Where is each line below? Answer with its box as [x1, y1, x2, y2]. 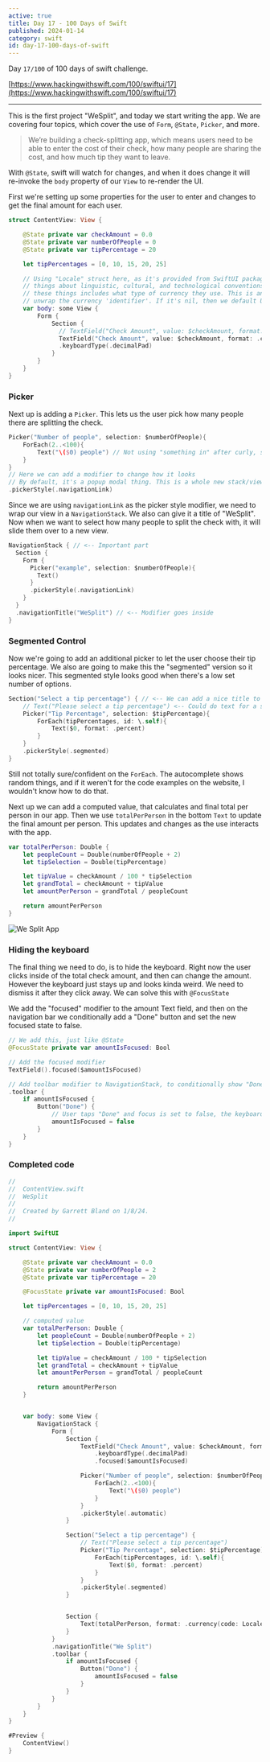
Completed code [8, 1159, 75, 1171]
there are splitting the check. [8, 418, 104, 427]
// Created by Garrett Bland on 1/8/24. [8, 1208, 149, 1216]
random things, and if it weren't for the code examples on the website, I [8, 777, 245, 787]
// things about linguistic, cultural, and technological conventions [22, 282, 264, 290]
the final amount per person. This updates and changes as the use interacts [8, 818, 260, 829]
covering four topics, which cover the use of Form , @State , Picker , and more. [8, 120, 260, 130]
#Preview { [8, 1731, 45, 1740]
